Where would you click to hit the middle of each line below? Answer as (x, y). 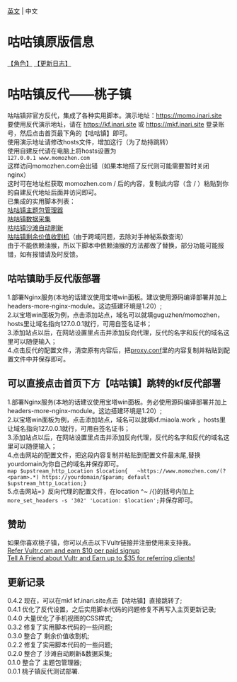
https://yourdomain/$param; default (96, 477)
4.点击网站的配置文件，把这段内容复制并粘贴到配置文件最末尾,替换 (104, 455)
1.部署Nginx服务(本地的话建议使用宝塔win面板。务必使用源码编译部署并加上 (117, 402)
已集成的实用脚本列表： (41, 201)
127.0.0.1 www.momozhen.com (49, 158)
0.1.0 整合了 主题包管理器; (45, 663)
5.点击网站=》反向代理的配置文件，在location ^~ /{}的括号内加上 (101, 491)
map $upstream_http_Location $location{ (68, 471)
